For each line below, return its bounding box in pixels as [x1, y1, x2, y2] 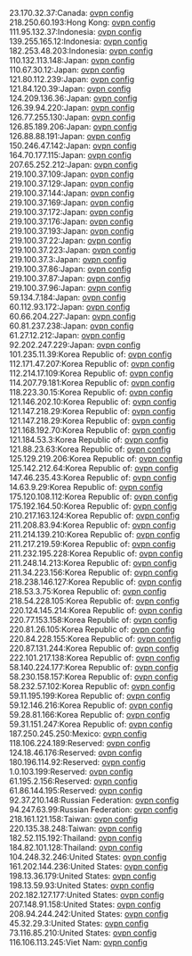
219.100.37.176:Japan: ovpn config [9, 216, 134, 227]
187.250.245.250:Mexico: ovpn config [9, 728, 148, 739]
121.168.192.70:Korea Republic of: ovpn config [9, 425, 176, 436]
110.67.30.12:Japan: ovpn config [9, 64, 125, 75]
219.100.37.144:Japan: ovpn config [9, 187, 135, 198]
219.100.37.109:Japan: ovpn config [9, 169, 135, 179]
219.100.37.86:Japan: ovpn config [9, 263, 132, 274]
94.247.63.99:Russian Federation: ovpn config [9, 804, 179, 815]
